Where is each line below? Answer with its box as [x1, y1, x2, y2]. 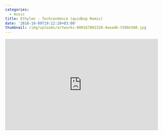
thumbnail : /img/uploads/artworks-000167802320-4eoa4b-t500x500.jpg [5, 25, 147, 30]
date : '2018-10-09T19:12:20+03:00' [5, 20, 77, 26]
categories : [5, 7, 29, 12]
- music [9, 12, 25, 17]
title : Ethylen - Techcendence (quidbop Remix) [5, 16, 103, 21]
